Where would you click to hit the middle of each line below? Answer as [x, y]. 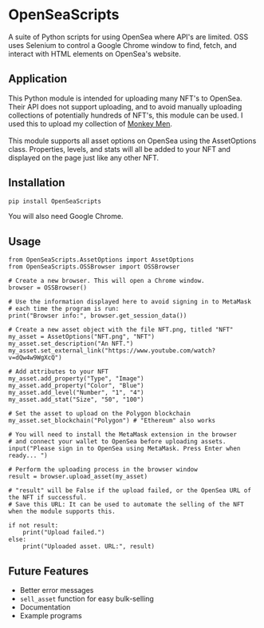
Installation [37, 183]
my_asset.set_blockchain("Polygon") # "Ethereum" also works [112, 421]
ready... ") [28, 456]
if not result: [33, 526]
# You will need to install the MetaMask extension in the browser [123, 435]
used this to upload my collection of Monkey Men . [91, 123]
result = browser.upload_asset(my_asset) [78, 477]
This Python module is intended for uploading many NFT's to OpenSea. [125, 98]
